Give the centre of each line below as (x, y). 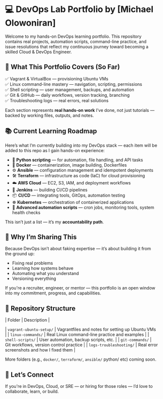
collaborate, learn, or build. (32, 391)
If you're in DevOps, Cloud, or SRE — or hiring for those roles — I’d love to (79, 386)
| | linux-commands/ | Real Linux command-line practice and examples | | (77, 335)
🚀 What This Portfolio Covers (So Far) (63, 67)
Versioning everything (34, 278)
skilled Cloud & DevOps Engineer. (38, 52)
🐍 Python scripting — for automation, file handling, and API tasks (77, 160)
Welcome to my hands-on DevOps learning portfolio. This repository (73, 36)
